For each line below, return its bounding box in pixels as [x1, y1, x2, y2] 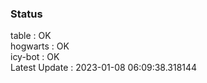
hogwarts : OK [10, 40, 70, 52]
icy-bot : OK [10, 51, 60, 63]
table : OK [10, 30, 52, 42]
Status [10, 7, 43, 21]
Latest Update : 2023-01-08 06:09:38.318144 [10, 62, 198, 74]
